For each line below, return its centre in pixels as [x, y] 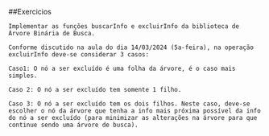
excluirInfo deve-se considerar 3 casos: [79, 55]
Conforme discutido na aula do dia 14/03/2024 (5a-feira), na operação [131, 47]
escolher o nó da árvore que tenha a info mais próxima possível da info [135, 111]
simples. [23, 76]
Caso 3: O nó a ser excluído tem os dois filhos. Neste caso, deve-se [129, 104]
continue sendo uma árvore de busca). [73, 125]
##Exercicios [30, 12]
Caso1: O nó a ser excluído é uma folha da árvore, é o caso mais [122, 68]
